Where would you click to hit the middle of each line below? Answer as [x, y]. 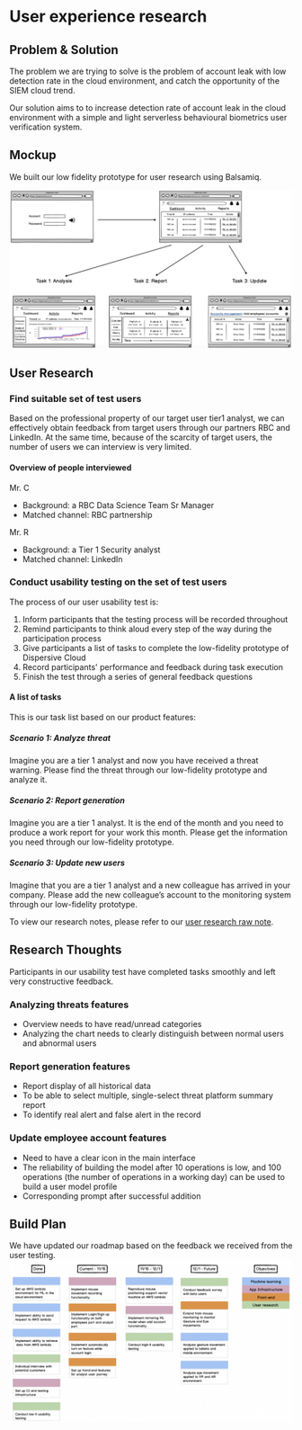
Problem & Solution [64, 50]
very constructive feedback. [62, 981]
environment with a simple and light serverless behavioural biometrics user [148, 117]
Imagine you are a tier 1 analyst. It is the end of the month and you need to [147, 822]
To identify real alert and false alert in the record [111, 1115]
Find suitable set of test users [75, 398]
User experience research [108, 17]
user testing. [32, 1256]
